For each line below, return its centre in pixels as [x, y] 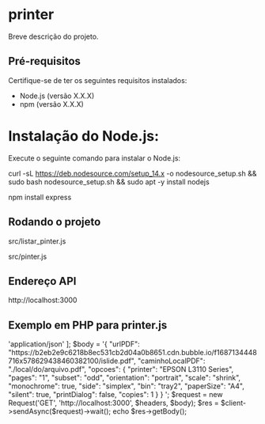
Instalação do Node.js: [84, 136]
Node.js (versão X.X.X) [57, 96]
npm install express [40, 197]
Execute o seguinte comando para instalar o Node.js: [94, 158]
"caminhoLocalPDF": [171, 361]
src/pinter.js [28, 256]
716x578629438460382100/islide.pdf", [72, 361]
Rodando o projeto [55, 222]
